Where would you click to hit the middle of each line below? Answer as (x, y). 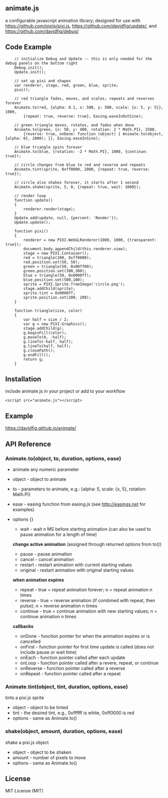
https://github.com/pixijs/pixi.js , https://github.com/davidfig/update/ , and (81, 26)
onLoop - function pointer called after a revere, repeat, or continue (89, 663)
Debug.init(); (29, 68)
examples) (23, 509)
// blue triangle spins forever (48, 147)
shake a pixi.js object (27, 742)
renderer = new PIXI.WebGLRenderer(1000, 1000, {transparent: (90, 240)
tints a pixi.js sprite (25, 698)
